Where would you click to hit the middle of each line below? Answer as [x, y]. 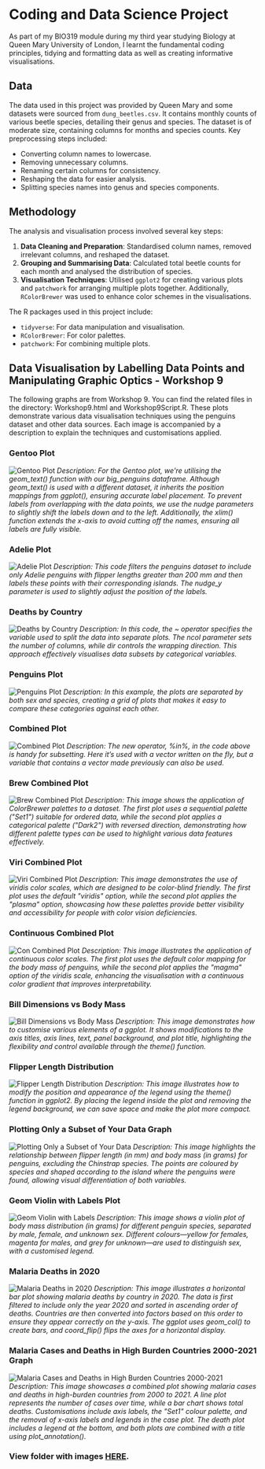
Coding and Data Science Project [119, 15]
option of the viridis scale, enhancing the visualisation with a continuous [127, 975]
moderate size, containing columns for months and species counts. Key [125, 130]
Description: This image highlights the [195, 1146]
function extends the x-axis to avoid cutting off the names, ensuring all [124, 520]
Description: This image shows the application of [164, 800]
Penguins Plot [36, 674]
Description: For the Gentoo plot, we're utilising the [139, 471]
